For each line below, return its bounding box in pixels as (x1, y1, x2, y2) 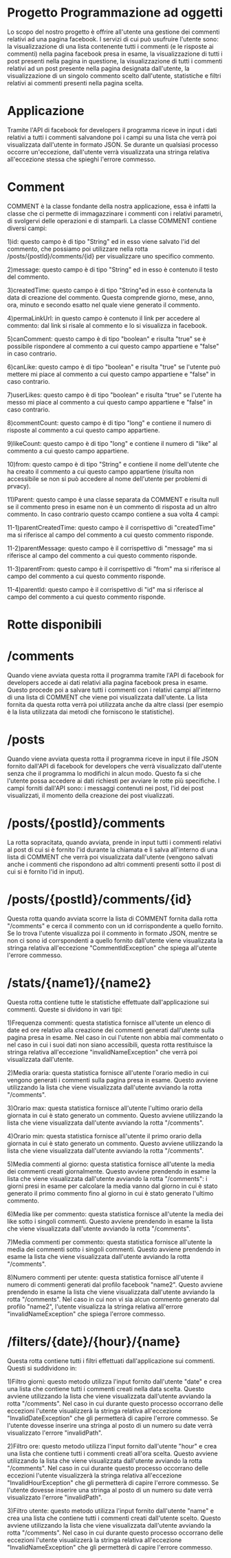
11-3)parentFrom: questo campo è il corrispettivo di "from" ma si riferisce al (7, 564, 221, 573)
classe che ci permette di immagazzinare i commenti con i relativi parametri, (7, 209, 223, 218)
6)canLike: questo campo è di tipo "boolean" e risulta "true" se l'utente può (7, 362, 221, 371)
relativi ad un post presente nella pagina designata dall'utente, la (7, 64, 190, 72)
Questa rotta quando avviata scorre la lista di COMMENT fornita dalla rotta (7, 914, 218, 923)
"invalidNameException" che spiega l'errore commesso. (7, 1309, 166, 1318)
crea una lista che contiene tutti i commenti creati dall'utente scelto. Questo (7, 1514, 221, 1522)
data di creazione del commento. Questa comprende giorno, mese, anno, (7, 293, 214, 301)
